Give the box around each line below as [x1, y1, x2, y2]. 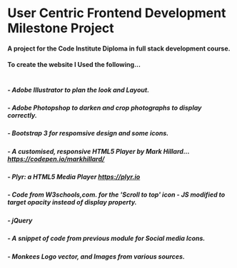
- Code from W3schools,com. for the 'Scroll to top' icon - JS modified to [7, 190, 226, 199]
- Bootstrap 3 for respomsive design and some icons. [7, 129, 169, 138]
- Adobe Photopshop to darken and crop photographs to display [7, 103, 202, 112]
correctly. [7, 110, 38, 119]
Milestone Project [7, 20, 114, 36]
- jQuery [7, 216, 33, 225]
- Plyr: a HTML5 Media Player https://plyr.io [7, 172, 141, 181]
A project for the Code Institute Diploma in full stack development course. [7, 44, 231, 53]
